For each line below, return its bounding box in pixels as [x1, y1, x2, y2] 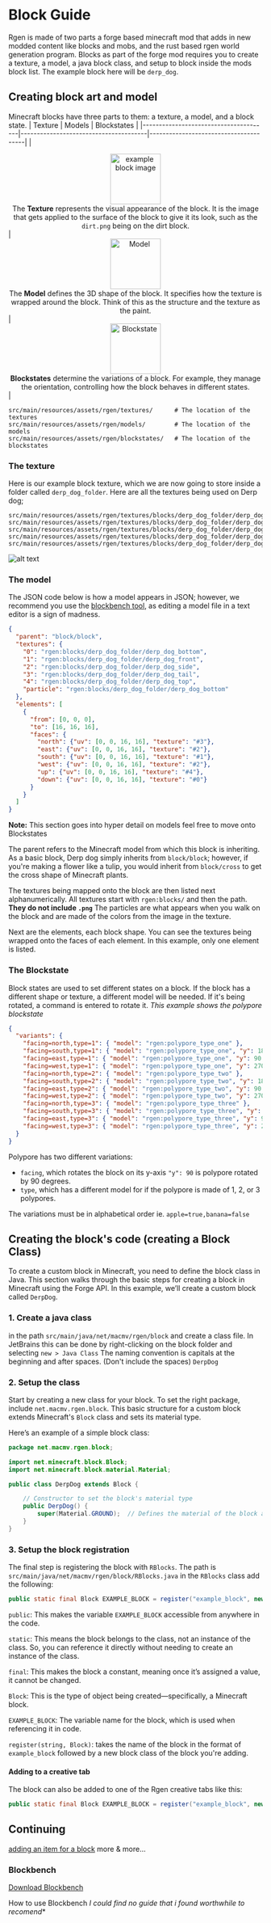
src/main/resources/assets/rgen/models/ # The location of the [8, 420, 251, 428]
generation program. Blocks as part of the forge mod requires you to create [8, 49, 259, 59]
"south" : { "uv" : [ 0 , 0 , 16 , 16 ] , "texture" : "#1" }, [37, 753, 215, 761]
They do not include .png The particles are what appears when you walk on [8, 903, 261, 913]
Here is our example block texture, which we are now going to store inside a [8, 479, 261, 488]
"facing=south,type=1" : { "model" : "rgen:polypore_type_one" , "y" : [23, 1047, 254, 1056]
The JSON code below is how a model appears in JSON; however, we [8, 593, 240, 602]
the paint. [119, 306, 152, 315]
